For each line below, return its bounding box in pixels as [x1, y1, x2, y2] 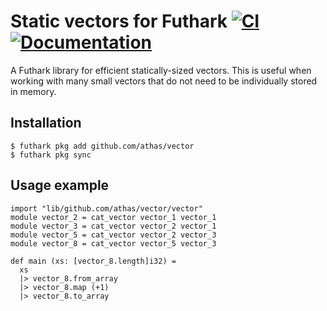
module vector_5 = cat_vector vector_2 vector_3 [10, 230, 217, 240]
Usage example [10, 177, 110, 194]
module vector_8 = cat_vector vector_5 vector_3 [10, 238, 217, 249]
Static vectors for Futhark [10, 10, 228, 33]
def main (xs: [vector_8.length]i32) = [10, 256, 177, 266]
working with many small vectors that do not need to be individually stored [10, 75, 318, 87]
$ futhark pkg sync [10, 150, 92, 160]
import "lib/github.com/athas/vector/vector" [10, 203, 203, 214]
